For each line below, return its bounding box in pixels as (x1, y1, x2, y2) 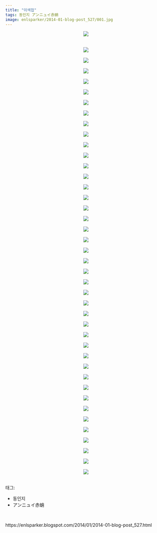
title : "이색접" (5, 7, 37, 13)
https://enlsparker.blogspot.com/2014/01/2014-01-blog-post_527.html (5, 522, 152, 528)
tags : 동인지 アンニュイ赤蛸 (5, 12, 59, 17)
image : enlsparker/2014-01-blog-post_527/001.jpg (5, 17, 114, 22)
